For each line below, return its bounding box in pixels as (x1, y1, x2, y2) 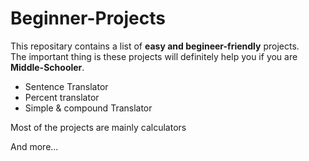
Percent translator (24, 91, 100, 103)
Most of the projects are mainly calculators (10, 121, 187, 133)
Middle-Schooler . (10, 61, 85, 73)
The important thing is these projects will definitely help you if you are (10, 50, 298, 62)
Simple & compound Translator (24, 102, 153, 114)
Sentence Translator (24, 80, 109, 92)
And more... (10, 140, 59, 152)
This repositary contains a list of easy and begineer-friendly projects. (10, 40, 300, 52)
